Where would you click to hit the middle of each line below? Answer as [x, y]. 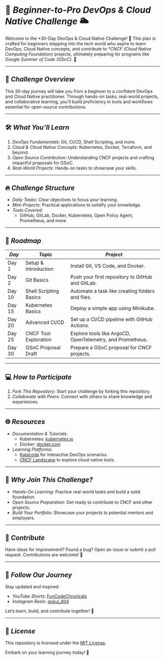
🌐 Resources [25, 422]
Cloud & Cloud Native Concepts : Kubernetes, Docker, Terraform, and [82, 147]
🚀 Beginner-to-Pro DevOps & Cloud [78, 10]
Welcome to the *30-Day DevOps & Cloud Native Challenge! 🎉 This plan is [81, 38]
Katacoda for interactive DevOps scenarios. [64, 455]
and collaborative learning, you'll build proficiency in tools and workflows [79, 101]
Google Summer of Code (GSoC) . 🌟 [41, 59]
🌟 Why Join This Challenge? [49, 480]
